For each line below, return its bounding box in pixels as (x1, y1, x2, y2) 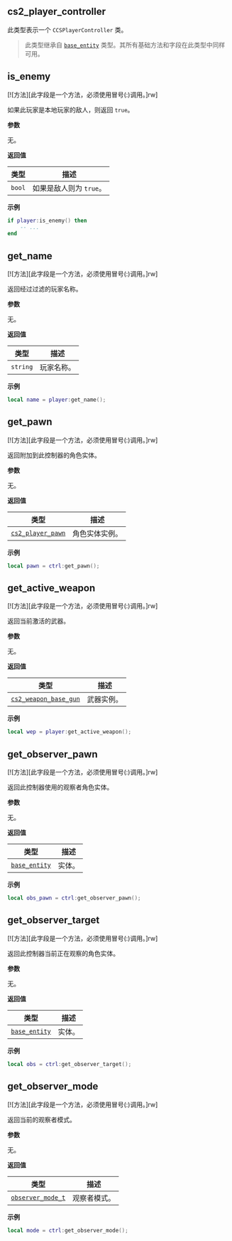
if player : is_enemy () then (7, 217, 87, 224)
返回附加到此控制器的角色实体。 (7, 451, 101, 459)
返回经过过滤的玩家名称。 (7, 284, 82, 294)
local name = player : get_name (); (7, 396, 106, 404)
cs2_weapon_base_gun (11, 695, 80, 703)
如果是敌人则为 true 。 (32, 183, 106, 193)
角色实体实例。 (72, 528, 123, 538)
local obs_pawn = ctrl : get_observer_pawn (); (7, 895, 141, 902)
